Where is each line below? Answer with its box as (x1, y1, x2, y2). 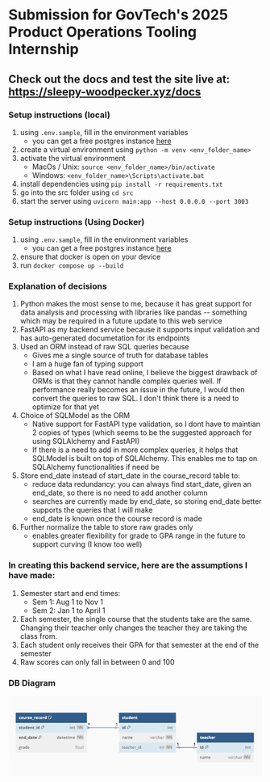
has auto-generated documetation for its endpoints (19, 333, 190, 343)
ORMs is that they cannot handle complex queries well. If (31, 376, 222, 386)
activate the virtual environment (19, 153, 127, 163)
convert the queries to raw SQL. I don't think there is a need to (31, 394, 239, 404)
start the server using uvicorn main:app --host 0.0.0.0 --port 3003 (19, 196, 249, 205)
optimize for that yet (31, 402, 99, 412)
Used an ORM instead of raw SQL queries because (19, 342, 189, 352)
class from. (19, 631, 58, 640)
